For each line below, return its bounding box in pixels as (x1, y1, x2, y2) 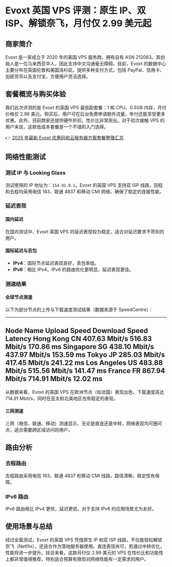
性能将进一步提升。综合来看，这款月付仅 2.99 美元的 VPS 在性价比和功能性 (5, 550, 164, 556)
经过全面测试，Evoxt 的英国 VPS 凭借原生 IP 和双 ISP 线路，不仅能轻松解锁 (5, 537, 163, 543)
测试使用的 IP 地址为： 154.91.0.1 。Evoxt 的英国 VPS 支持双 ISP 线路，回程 (5, 182, 163, 188)
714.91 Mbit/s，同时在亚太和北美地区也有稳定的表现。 (5, 395, 119, 401)
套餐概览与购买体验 (5, 90, 66, 99)
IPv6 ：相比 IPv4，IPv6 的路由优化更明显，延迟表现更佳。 (12, 266, 134, 272)
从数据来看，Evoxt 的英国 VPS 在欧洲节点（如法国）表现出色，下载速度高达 (5, 388, 164, 395)
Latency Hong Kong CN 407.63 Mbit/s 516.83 (5, 335, 152, 343)
